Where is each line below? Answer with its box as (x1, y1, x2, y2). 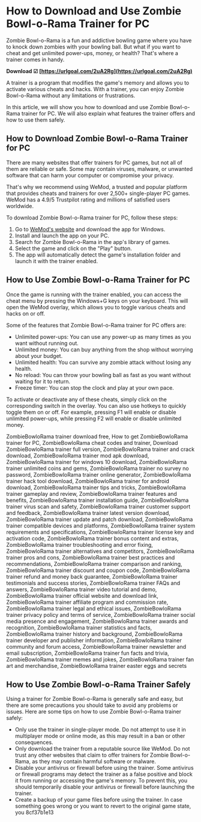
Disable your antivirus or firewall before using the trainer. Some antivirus (14, 764, 194, 772)
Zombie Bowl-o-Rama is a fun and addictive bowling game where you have (6, 37, 192, 44)
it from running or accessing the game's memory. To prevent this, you (14, 777, 188, 784)
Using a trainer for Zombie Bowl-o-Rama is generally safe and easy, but (6, 695, 184, 703)
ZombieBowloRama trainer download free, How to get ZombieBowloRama (6, 433, 188, 440)
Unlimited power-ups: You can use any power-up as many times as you (14, 333, 191, 340)
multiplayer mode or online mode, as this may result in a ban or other (14, 733, 185, 740)
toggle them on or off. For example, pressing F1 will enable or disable (6, 408, 176, 415)
